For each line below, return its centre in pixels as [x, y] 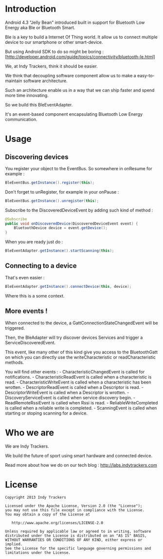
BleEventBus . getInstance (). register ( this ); [50, 183]
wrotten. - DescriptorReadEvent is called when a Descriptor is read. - [74, 387]
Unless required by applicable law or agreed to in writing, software [78, 532]
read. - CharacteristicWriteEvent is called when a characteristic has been [78, 382]
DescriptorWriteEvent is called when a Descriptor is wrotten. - [67, 392]
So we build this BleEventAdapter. [39, 105]
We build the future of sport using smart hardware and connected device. [79, 455]
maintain [14, 81]
